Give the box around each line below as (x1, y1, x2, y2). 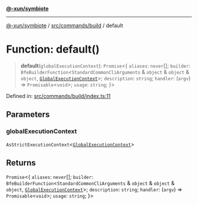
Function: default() (6, 43, 100, 56)
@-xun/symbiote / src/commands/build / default (6, 22, 123, 29)
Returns (6, 158, 37, 168)
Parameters (6, 109, 50, 120)
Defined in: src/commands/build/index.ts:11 (6, 92, 111, 99)
